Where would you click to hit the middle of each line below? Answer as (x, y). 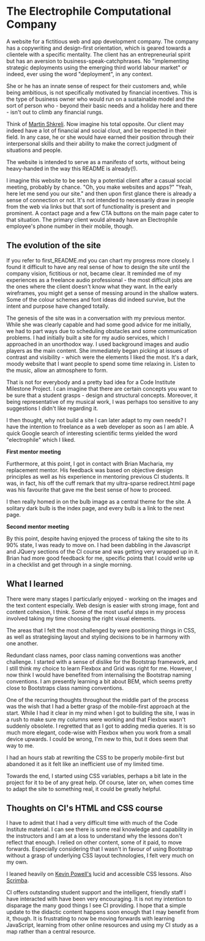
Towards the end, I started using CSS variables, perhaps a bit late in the (97, 776)
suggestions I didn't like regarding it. (52, 408)
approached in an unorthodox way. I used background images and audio (98, 344)
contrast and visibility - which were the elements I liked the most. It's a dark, (102, 357)
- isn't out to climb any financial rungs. (55, 112)
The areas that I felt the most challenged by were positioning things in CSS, (101, 630)
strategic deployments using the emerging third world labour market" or (97, 67)
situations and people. (34, 150)
